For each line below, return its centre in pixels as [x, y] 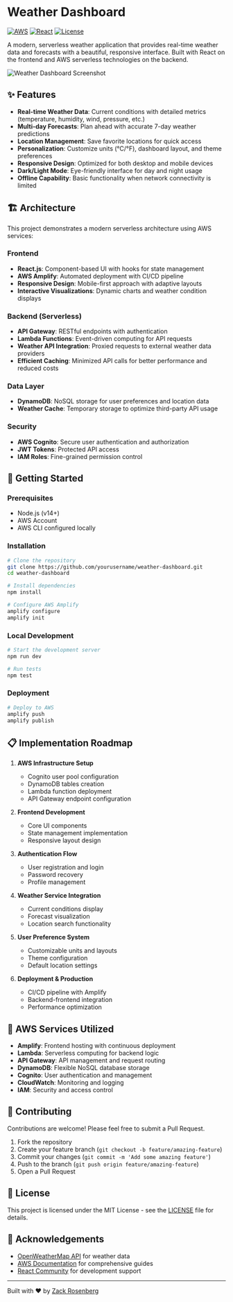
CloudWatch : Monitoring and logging [70, 1083]
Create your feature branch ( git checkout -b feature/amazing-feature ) [120, 1149]
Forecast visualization [59, 917]
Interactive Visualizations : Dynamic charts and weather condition [112, 291]
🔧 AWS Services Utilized [61, 1029]
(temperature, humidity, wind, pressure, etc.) [81, 119]
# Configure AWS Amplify [43, 605]
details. [18, 1217]
